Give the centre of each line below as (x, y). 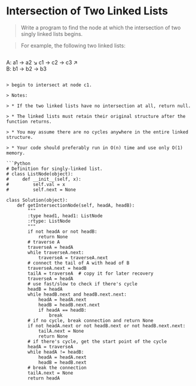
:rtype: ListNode (49, 221)
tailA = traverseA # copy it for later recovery (91, 273)
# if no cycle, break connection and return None (91, 320)
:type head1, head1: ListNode (65, 216)
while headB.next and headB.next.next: (77, 294)
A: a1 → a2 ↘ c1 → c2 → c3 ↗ (42, 62)
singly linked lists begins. (52, 34)
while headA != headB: (56, 352)
